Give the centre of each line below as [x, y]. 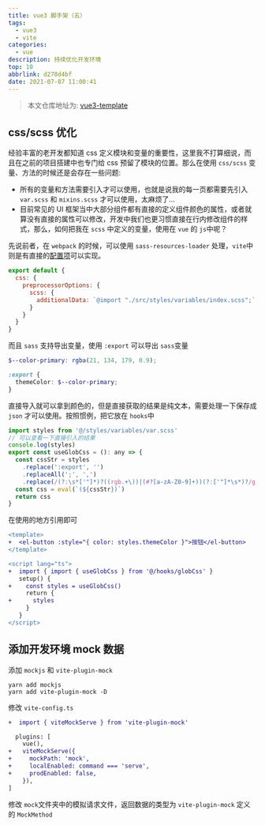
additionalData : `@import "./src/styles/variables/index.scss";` [146, 300]
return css [33, 496]
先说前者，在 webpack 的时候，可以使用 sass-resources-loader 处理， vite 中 [131, 246]
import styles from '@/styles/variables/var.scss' [93, 430]
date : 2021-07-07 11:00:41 [52, 81]
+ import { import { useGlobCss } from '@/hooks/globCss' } [111, 571]
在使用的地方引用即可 [43, 520]
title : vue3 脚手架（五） [47, 15]
